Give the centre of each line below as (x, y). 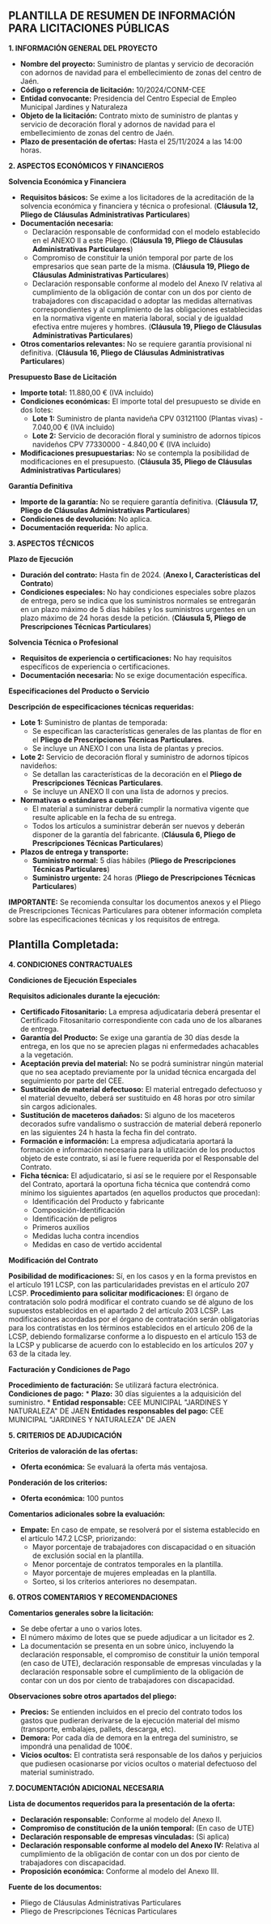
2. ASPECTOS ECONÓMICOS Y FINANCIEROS (86, 166)
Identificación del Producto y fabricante (98, 1201)
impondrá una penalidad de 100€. (76, 1746)
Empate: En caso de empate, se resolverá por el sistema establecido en (140, 1529)
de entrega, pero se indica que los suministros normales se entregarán (138, 600)
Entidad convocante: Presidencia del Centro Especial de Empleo (128, 98)
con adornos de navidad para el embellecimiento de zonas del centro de (141, 72)
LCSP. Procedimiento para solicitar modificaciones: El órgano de (119, 1293)
